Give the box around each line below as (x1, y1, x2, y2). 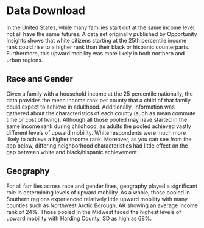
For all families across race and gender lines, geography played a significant (6, 182, 198, 190)
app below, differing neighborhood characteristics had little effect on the (6, 141, 188, 149)
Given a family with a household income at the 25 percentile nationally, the (6, 90, 193, 98)
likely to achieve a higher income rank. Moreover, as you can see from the (6, 135, 192, 143)
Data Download (6, 4, 85, 18)
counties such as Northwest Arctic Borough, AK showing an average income (6, 202, 198, 209)
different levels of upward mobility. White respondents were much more (6, 129, 186, 136)
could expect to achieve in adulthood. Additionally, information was (6, 103, 175, 110)
